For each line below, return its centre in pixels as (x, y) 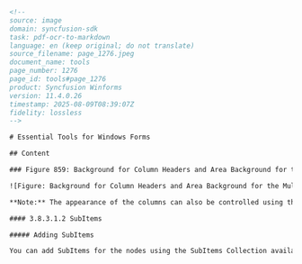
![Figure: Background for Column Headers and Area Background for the (144, 186)
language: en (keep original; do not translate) (102, 46)
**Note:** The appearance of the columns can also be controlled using (146, 202)
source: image (36, 20)
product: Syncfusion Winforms (66, 87)
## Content (30, 154)
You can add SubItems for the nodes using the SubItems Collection (138, 251)
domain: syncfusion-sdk (54, 29)
